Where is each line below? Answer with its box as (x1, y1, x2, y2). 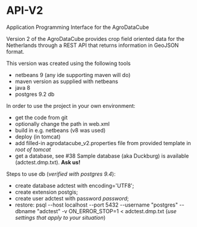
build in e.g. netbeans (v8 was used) (14, 126, 106, 134)
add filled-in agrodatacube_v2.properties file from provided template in (14, 139, 192, 146)
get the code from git (14, 114, 68, 121)
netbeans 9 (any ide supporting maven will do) (14, 71, 131, 78)
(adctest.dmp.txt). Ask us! (14, 158, 81, 166)
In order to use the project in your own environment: (6, 102, 136, 109)
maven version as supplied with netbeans (14, 78, 119, 85)
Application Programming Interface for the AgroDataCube (6, 23, 149, 31)
